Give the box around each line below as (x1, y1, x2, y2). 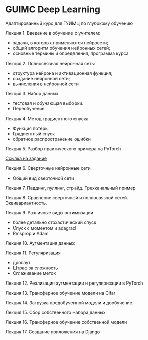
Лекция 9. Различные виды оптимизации (5, 209, 94, 215)
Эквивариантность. (5, 200, 47, 206)
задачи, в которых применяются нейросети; (12, 39, 108, 46)
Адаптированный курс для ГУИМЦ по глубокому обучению (5, 20, 133, 26)
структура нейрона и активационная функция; (12, 70, 113, 76)
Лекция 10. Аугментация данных (5, 240, 75, 246)
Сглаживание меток (12, 270, 56, 276)
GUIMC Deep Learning (5, 4, 101, 15)
